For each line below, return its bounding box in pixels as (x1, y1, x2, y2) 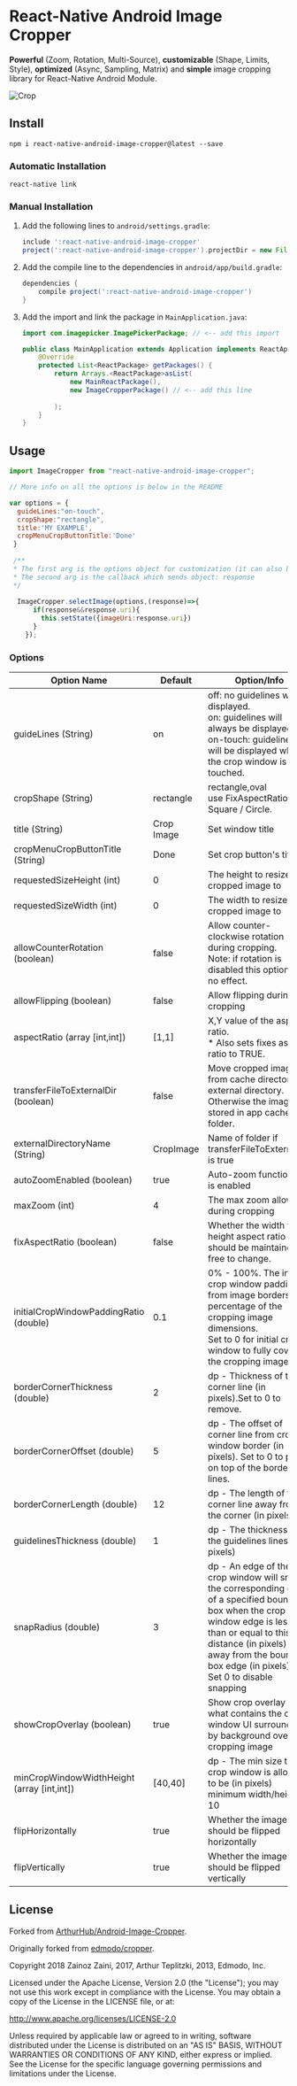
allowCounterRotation (13, 941, 104, 954)
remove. (207, 1403, 242, 1416)
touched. (207, 767, 245, 779)
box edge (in (207, 1660, 261, 1673)
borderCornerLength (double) (13, 1498, 138, 1510)
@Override (38, 352, 74, 362)
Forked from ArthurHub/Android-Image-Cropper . (9, 1926, 187, 1936)
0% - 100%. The (207, 1267, 280, 1279)
